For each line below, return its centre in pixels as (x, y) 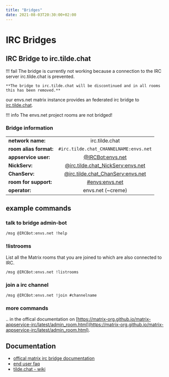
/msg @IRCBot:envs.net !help (37, 233)
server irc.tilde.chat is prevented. (40, 76)
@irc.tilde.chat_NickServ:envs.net (105, 165)
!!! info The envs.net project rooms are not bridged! (59, 115)
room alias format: (31, 149)
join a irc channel (27, 285)
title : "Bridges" (24, 10)
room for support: (30, 182)
